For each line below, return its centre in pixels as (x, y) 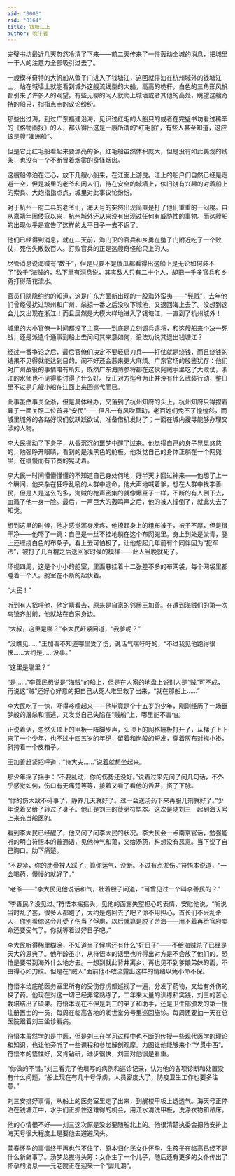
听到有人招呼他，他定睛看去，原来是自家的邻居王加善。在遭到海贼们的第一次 (117, 605)
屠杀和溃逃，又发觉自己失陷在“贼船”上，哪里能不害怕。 (105, 715)
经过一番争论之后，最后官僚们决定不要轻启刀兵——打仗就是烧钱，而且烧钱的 (117, 352)
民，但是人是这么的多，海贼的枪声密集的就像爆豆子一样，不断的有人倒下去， (117, 493)
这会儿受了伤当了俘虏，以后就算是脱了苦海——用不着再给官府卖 (136, 922)
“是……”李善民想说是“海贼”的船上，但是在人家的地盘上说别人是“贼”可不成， (115, 682)
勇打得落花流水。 (32, 281)
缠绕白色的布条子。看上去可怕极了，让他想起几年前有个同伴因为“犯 (116, 543)
